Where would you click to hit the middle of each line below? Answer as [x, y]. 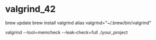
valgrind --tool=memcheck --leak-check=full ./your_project [66, 32]
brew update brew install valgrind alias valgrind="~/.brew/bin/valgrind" [78, 23]
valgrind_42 [30, 9]
